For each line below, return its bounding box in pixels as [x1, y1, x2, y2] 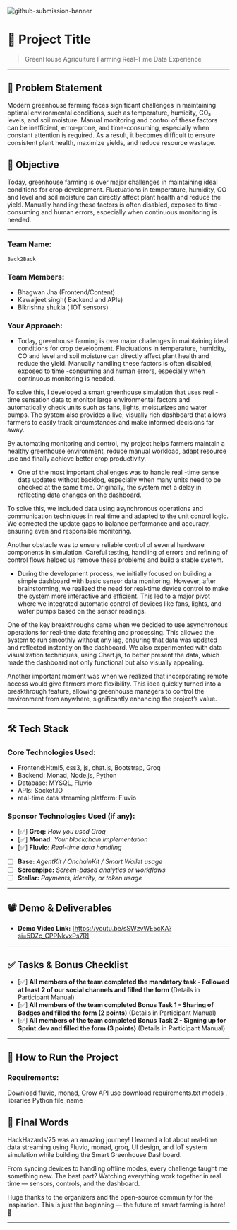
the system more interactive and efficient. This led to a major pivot [17, 592, 210, 601]
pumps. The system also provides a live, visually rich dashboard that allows [7, 410, 227, 419]
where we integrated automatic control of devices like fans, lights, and [17, 599, 222, 608]
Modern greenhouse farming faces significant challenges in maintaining [7, 100, 217, 109]
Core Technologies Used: [7, 747, 97, 757]
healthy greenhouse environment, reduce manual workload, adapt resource [7, 447, 227, 456]
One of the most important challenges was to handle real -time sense [17, 468, 219, 477]
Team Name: [7, 239, 51, 249]
